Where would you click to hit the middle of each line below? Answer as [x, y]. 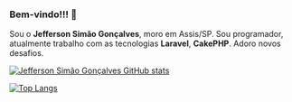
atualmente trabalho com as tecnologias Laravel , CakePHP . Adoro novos [146, 43]
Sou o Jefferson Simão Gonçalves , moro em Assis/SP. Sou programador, [146, 34]
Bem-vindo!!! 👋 [43, 14]
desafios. [27, 53]
